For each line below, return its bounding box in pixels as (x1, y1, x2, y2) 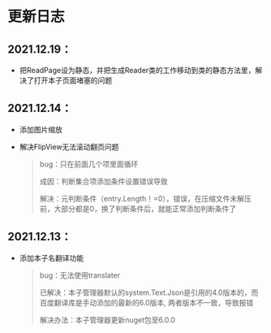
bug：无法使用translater (39, 270, 121, 280)
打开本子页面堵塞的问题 (33, 76, 113, 85)
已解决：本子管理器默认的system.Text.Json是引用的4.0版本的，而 (39, 288, 259, 297)
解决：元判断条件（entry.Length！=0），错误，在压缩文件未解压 (39, 193, 252, 203)
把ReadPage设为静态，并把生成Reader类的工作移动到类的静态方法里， (19, 66, 256, 75)
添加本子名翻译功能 (19, 253, 84, 262)
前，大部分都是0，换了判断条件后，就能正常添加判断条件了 (39, 204, 237, 214)
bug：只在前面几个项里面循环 (39, 159, 139, 169)
